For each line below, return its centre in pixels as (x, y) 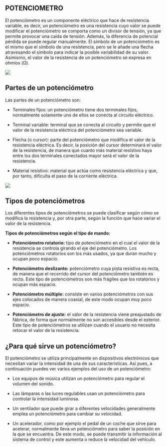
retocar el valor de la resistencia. (46, 330)
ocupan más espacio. (34, 284)
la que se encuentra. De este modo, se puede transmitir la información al (87, 434)
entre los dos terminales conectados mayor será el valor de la (76, 155)
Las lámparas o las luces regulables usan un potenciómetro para (79, 393)
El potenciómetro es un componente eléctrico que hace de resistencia (77, 20)
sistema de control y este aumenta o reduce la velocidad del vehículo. (84, 439)
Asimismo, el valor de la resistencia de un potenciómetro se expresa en (79, 57)
